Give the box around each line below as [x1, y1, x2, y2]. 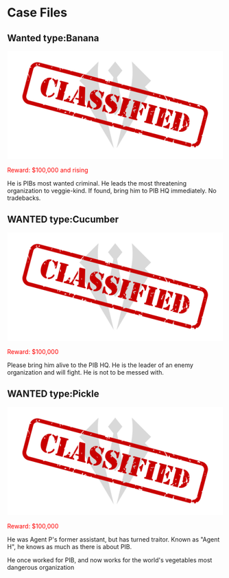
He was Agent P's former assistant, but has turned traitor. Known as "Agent [7, 535, 220, 544]
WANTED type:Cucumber [7, 214, 119, 225]
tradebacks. [7, 194, 41, 202]
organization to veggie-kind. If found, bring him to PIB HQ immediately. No [7, 187, 217, 194]
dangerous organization [7, 563, 75, 571]
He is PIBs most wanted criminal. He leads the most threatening [7, 179, 187, 187]
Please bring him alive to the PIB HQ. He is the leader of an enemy [7, 361, 194, 369]
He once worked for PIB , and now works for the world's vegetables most [7, 555, 213, 564]
